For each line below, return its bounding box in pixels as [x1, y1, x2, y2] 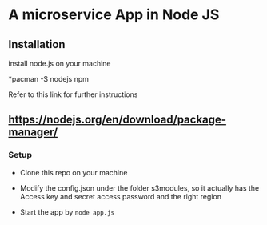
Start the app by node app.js [19, 207, 115, 217]
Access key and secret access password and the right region [19, 191, 222, 201]
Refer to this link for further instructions [8, 90, 138, 99]
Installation [8, 38, 66, 51]
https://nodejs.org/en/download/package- [8, 113, 226, 127]
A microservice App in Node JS [8, 6, 220, 24]
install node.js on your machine [8, 58, 111, 68]
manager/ [8, 126, 58, 139]
